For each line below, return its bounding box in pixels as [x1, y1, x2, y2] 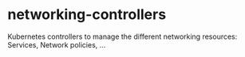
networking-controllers [7, 6, 167, 24]
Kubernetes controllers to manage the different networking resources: [7, 32, 238, 41]
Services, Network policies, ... [7, 40, 106, 49]
